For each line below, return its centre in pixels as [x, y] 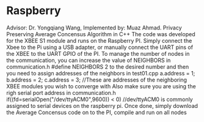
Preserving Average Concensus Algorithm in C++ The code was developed [101, 34]
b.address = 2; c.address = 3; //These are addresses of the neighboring [97, 80]
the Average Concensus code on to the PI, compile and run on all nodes [97, 112]
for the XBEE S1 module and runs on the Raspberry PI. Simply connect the [99, 40]
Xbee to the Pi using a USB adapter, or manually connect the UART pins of [100, 47]
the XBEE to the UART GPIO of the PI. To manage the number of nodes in [98, 53]
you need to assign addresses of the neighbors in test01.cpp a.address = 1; [101, 73]
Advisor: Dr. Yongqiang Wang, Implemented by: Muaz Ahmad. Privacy [94, 28]
